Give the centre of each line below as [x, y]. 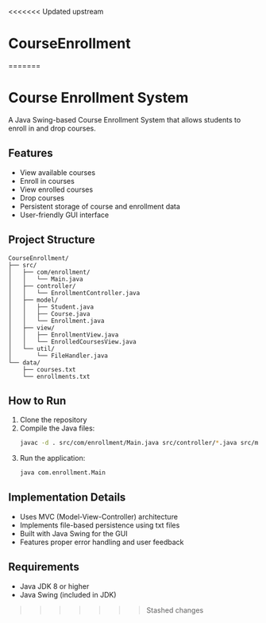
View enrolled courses [56, 189]
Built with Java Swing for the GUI [74, 533]
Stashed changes [175, 610]
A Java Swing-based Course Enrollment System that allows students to [125, 119]
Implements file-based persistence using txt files [100, 525]
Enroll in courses [47, 181]
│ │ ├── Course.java [49, 313]
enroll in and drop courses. [52, 128]
